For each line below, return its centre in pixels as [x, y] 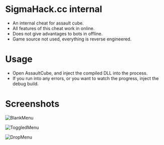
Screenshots [32, 104]
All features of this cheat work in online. [53, 28]
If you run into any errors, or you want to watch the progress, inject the [86, 78]
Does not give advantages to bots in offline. [57, 33]
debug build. [26, 83]
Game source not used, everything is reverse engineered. [72, 39]
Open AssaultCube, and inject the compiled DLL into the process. [80, 73]
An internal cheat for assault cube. [48, 23]
